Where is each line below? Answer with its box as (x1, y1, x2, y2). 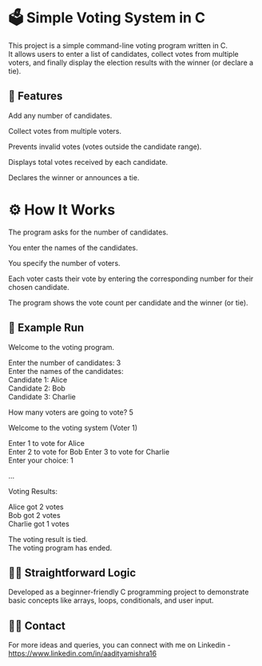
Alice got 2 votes (8, 502, 64, 512)
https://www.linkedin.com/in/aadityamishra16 (8, 648, 157, 659)
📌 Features (8, 90, 63, 103)
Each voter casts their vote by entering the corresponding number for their (8, 274, 254, 283)
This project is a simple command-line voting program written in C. (8, 40, 228, 50)
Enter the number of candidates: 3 (8, 358, 121, 367)
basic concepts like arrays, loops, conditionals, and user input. (8, 596, 214, 605)
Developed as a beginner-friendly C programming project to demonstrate (8, 588, 249, 597)
